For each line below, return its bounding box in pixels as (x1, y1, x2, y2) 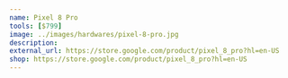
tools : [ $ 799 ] (9, 22, 63, 30)
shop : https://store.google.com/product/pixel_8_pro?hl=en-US (9, 55, 247, 64)
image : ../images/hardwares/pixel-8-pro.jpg (9, 30, 179, 39)
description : (9, 38, 58, 48)
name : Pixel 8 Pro (9, 13, 78, 22)
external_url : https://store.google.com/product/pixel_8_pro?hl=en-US (9, 47, 280, 56)
